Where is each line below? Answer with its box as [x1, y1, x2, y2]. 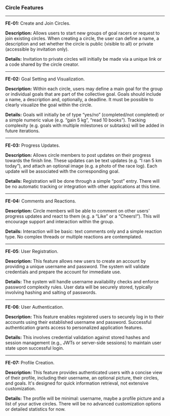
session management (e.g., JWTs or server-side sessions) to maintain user [5, 340, 162, 346]
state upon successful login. [5, 345, 64, 351]
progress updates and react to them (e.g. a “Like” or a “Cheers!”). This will [5, 213, 160, 219]
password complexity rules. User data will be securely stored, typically [5, 284, 153, 290]
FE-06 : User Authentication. [5, 304, 64, 310]
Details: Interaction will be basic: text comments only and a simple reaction [5, 228, 162, 234]
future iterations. [5, 128, 40, 134]
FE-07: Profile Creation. [5, 360, 55, 366]
